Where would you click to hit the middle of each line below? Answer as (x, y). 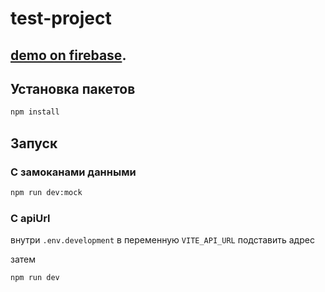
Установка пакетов (73, 88)
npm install (35, 112)
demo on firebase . (68, 55)
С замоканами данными (73, 172)
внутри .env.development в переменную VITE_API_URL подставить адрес (162, 240)
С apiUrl (30, 218)
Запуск (34, 143)
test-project (61, 18)
